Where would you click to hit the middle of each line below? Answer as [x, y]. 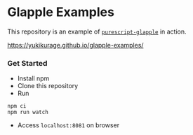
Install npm [33, 78]
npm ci [17, 106]
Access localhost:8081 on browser [68, 125]
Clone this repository [48, 86]
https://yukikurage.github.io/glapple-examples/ [75, 45]
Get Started [27, 63]
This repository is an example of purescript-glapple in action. [97, 31]
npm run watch [28, 113]
